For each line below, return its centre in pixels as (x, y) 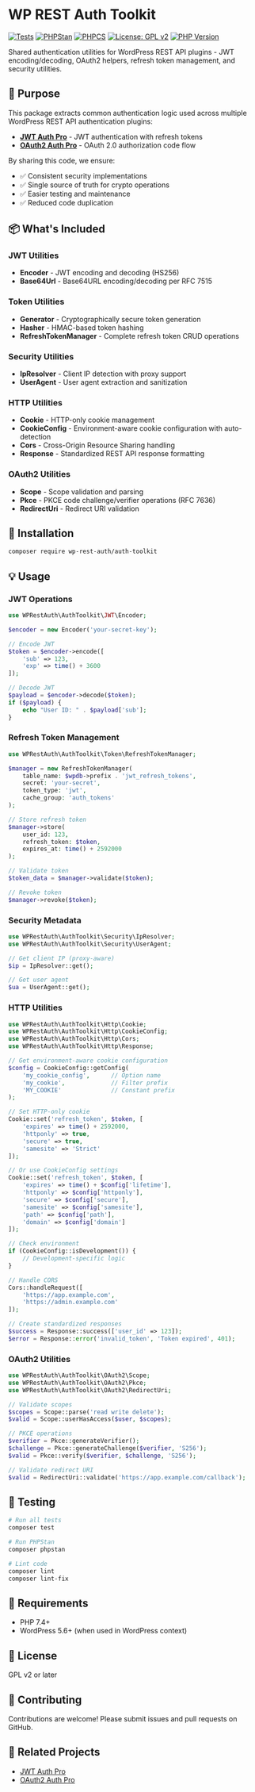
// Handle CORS (33, 1280)
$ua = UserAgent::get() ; (49, 988)
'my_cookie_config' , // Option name (91, 1075)
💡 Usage (29, 576)
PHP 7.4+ (35, 1622)
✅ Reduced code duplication (66, 202)
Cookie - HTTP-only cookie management (87, 420)
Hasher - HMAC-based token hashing (82, 328)
